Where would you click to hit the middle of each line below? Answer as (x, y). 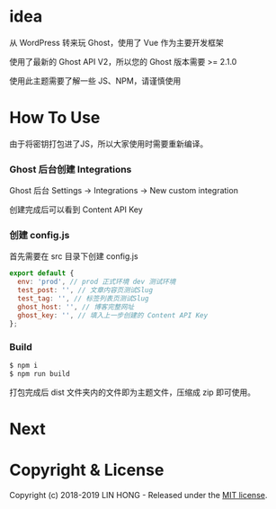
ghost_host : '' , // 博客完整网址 (76, 307)
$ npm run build (40, 374)
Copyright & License (87, 470)
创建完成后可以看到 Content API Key (76, 210)
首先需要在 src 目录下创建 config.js (74, 256)
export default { (42, 273)
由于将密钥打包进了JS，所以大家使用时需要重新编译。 (109, 143)
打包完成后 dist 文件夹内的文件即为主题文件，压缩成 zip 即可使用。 (133, 392)
